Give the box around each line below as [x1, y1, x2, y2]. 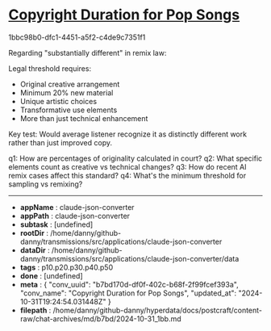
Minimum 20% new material [19, 87, 114, 98]
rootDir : [19, 228, 49, 237]
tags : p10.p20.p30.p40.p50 [19, 262, 114, 272]
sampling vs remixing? [8, 179, 83, 189]
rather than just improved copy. [8, 137, 113, 147]
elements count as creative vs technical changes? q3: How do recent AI [8, 161, 248, 171]
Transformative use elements [19, 105, 118, 115]
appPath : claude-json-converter [19, 211, 131, 220]
